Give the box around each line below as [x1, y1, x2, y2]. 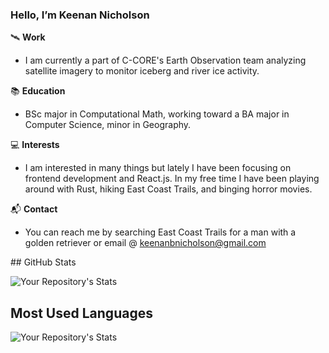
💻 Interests [10, 139, 60, 151]
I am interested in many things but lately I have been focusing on [24, 162, 292, 174]
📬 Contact [10, 203, 58, 215]
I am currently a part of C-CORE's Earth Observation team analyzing [24, 54, 307, 67]
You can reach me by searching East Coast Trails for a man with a [24, 226, 297, 238]
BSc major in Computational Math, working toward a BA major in [24, 108, 290, 120]
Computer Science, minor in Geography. [24, 119, 192, 131]
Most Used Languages [10, 304, 153, 322]
